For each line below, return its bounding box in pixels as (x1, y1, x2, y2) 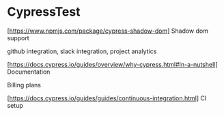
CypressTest (7, 4, 81, 20)
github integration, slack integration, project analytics (7, 47, 157, 55)
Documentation (7, 68, 51, 76)
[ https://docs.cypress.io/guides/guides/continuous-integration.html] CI (7, 93, 207, 102)
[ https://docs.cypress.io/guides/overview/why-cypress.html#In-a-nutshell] (7, 60, 218, 68)
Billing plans (7, 81, 42, 89)
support (7, 33, 29, 42)
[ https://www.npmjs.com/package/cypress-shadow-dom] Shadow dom (7, 27, 208, 35)
